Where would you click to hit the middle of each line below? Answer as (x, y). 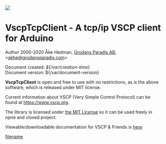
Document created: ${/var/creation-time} (48, 67)
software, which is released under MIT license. (53, 88)
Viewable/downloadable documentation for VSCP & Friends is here (74, 127)
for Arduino (29, 39)
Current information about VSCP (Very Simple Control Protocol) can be (78, 97)
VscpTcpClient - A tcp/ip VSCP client (83, 28)
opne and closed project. (31, 118)
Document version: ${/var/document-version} (52, 73)
